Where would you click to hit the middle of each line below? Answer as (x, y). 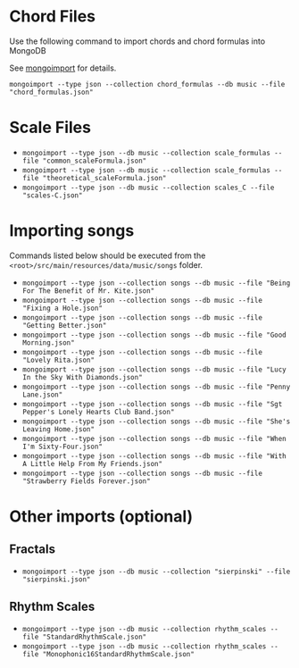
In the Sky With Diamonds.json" (82, 377)
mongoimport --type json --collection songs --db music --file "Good (154, 335)
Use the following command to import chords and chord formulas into (137, 41)
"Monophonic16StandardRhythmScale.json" (118, 654)
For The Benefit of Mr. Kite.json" (88, 291)
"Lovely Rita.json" (58, 360)
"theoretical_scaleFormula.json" (104, 178)
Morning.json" (48, 342)
